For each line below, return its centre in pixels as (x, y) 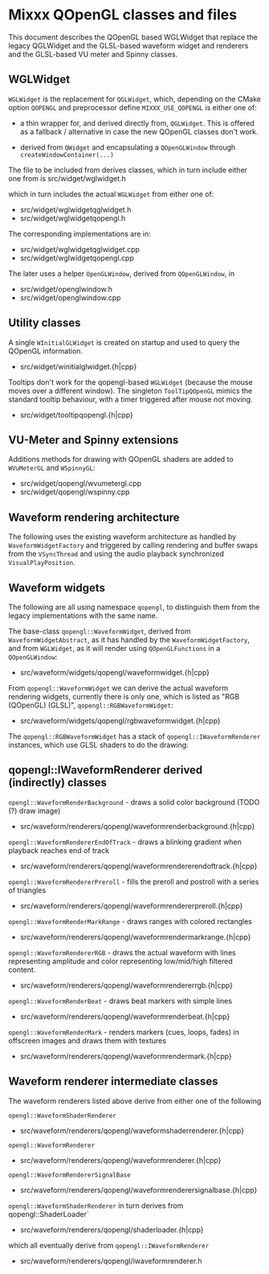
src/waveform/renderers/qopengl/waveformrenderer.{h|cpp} (120, 1160)
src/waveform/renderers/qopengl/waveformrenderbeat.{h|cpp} (125, 1016)
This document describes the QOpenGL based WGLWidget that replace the (133, 37)
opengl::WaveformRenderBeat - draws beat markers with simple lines (120, 1000)
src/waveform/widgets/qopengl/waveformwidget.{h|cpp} (115, 672)
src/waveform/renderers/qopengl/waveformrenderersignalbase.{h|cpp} (139, 1189)
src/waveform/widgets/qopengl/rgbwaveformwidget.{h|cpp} (120, 721)
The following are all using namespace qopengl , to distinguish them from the (134, 607)
